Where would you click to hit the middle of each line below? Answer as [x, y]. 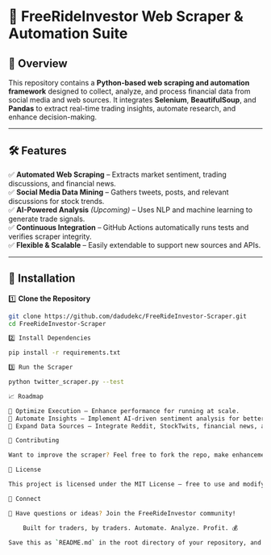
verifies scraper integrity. [50, 236]
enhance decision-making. [53, 117]
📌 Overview [38, 63]
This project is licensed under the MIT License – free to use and [124, 484]
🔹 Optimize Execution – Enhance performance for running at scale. [124, 411]
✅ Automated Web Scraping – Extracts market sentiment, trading [118, 174]
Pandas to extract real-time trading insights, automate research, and [122, 108]
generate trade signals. [47, 219]
